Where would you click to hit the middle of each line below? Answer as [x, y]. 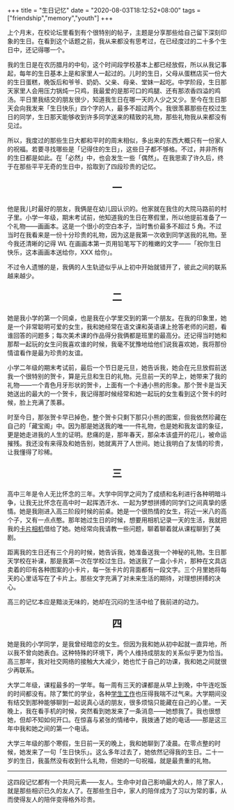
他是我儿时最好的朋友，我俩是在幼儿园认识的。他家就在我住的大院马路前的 [114, 208]
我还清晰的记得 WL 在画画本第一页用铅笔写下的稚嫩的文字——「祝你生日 [117, 243]
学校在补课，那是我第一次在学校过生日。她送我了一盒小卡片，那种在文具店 [120, 561]
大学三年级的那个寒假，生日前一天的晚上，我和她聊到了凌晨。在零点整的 [111, 743]
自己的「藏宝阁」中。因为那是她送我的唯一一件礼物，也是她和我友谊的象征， [117, 426]
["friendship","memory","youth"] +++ [60, 18]
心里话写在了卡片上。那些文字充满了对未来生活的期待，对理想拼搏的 [117, 578]
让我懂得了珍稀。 [32, 452]
